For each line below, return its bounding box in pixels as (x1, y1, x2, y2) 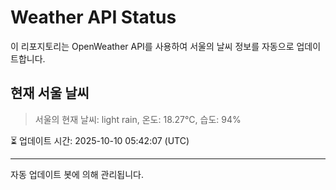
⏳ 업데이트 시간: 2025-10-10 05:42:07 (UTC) (10, 134, 190, 146)
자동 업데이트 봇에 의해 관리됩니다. (10, 168, 144, 180)
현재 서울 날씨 (10, 85, 90, 102)
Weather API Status (10, 6, 177, 29)
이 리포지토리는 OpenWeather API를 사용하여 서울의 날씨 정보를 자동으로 (10, 40, 295, 52)
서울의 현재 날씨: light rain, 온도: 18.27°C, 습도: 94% (34, 113, 242, 125)
